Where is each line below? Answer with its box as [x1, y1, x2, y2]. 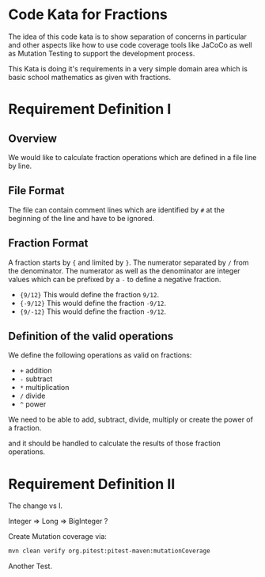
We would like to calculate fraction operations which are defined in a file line [8, 152, 257, 162]
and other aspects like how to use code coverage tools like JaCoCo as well [8, 40, 252, 49]
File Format [8, 184, 65, 197]
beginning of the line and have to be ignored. [8, 213, 155, 223]
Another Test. [8, 561, 53, 571]
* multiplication [19, 383, 70, 392]
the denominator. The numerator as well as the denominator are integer [8, 266, 240, 275]
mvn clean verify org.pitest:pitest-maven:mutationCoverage [8, 547, 211, 556]
